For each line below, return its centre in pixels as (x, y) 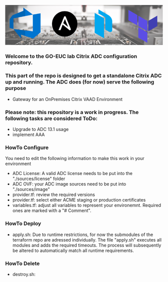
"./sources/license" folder (39, 179)
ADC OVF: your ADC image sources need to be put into (69, 184)
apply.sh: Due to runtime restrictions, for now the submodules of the (83, 234)
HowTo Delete (22, 263)
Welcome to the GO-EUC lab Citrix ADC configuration (71, 56)
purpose (16, 88)
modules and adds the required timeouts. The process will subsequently (87, 245)
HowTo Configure (27, 147)
